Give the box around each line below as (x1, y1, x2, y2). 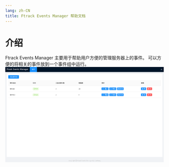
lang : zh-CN (5, 8, 30, 13)
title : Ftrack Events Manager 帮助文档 (5, 13, 86, 19)
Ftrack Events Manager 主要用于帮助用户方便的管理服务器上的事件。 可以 (5, 55, 157, 61)
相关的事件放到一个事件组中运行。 (18, 61, 89, 67)
